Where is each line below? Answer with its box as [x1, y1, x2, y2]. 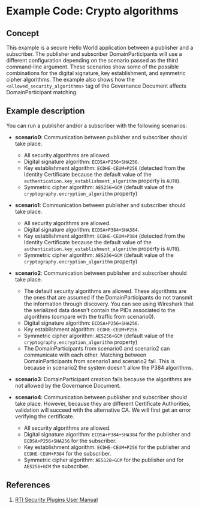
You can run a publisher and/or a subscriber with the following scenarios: [6, 122, 188, 129]
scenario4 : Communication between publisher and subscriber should [14, 393, 188, 400]
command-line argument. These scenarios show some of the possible [6, 63, 179, 70]
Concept [6, 28, 40, 38]
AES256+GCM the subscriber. [23, 462, 90, 469]
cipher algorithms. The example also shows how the [6, 76, 135, 83]
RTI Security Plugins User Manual [14, 496, 98, 503]
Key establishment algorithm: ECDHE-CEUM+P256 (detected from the [23, 164, 186, 172]
